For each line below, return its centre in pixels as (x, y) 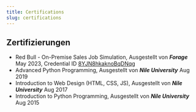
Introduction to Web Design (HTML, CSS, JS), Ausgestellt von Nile (99, 83)
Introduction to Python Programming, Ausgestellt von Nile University (102, 96)
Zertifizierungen (38, 43)
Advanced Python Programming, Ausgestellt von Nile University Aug (102, 70)
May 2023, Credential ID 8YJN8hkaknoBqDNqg (75, 64)
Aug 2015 (27, 103)
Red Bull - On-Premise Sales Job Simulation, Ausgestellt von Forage (101, 57)
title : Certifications (35, 12)
